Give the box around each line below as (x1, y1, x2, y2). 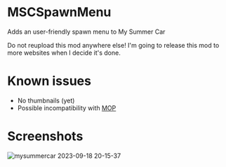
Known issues (7, 73, 91, 89)
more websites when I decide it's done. (7, 48, 121, 57)
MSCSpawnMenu (7, 4, 112, 20)
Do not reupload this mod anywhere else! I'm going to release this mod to (7, 41, 220, 49)
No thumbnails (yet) (17, 96, 75, 105)
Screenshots (7, 128, 84, 145)
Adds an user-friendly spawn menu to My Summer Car (7, 27, 166, 36)
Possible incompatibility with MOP (17, 103, 117, 112)
